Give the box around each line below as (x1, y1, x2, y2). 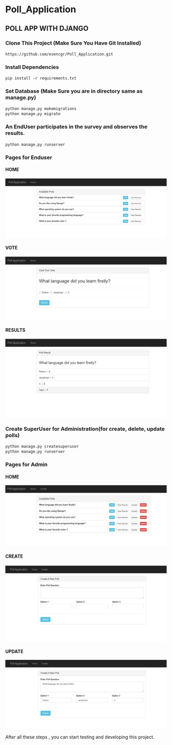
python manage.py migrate (5, 111, 60, 116)
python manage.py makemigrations (5, 106, 77, 111)
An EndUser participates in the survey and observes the (5, 123, 147, 130)
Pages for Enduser (5, 154, 52, 161)
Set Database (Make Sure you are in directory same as (5, 88, 143, 95)
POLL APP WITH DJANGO (5, 24, 89, 33)
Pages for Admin (5, 461, 48, 468)
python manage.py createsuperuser (5, 444, 79, 449)
